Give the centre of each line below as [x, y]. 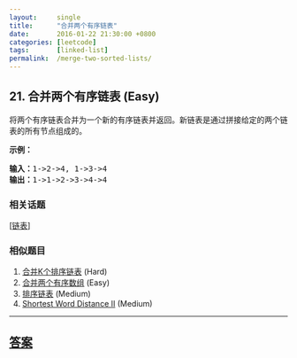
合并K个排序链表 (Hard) [65, 272]
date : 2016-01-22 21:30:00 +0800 [83, 34]
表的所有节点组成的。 [48, 130]
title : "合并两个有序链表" [63, 26]
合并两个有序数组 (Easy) [66, 283]
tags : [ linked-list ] [59, 51]
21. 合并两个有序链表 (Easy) [84, 97]
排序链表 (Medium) [56, 294]
